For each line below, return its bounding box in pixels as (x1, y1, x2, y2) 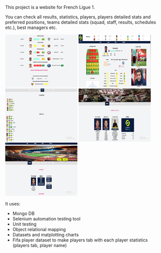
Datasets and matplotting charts (12, 232, 79, 237)
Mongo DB (12, 210, 35, 216)
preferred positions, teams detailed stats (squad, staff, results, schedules (5, 19, 156, 25)
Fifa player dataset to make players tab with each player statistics (12, 237, 148, 243)
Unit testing (12, 221, 37, 227)
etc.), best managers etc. (5, 24, 57, 30)
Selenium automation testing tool (12, 216, 81, 221)
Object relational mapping (12, 226, 66, 232)
